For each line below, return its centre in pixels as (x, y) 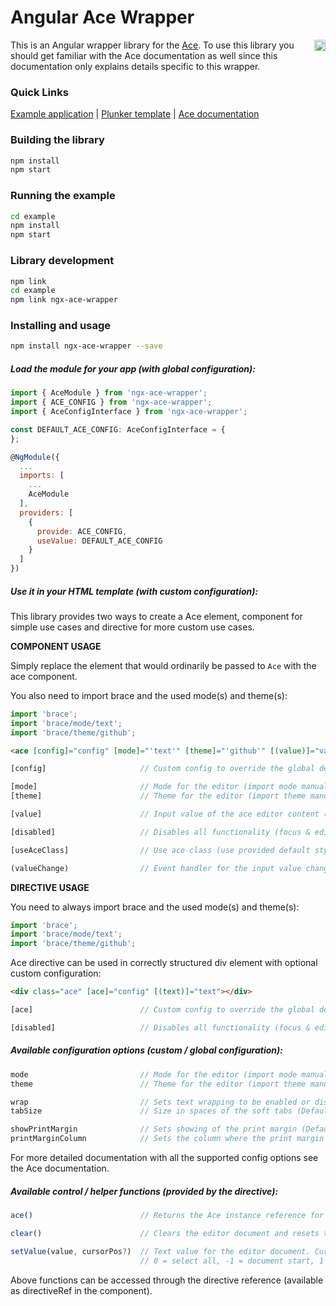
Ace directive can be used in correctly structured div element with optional (164, 963)
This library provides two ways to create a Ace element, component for (156, 616)
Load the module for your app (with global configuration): (133, 368)
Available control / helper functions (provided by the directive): (144, 1191)
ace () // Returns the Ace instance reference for (167, 1216)
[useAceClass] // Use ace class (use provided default (160, 850)
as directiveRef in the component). (81, 1290)
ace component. (44, 676)
